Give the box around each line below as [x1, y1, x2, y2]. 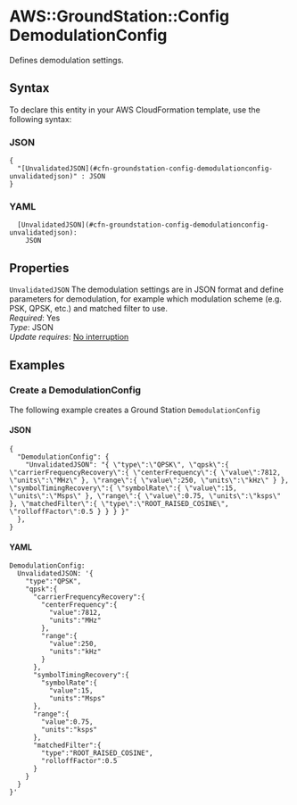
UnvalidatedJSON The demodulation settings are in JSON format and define [9, 284, 284, 295]
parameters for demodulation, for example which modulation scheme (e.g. [9, 294, 283, 304]
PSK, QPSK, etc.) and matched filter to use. [9, 303, 168, 314]
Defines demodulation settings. [9, 54, 125, 65]
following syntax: [9, 113, 72, 124]
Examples [9, 357, 65, 372]
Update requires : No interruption [9, 332, 129, 343]
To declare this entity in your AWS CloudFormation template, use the [9, 104, 260, 115]
